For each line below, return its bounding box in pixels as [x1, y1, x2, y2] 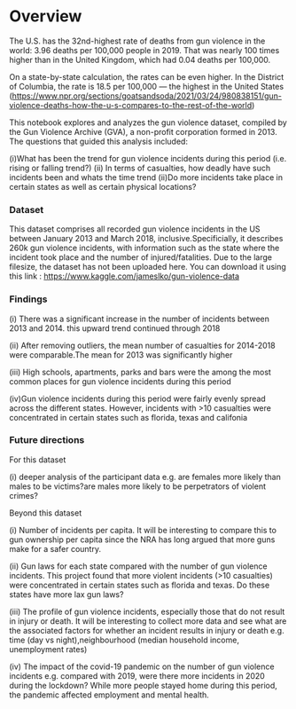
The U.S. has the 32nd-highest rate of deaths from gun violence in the [9, 35, 266, 46]
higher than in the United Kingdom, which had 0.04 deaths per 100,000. [9, 54, 271, 65]
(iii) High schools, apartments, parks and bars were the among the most [9, 366, 272, 377]
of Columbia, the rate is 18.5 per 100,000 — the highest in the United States [9, 81, 284, 91]
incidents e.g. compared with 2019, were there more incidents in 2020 [9, 670, 266, 681]
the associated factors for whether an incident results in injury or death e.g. [9, 625, 285, 635]
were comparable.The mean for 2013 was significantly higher [9, 349, 233, 360]
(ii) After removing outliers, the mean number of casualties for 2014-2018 [9, 340, 277, 351]
